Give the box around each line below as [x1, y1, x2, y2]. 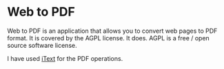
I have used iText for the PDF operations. [7, 54, 123, 62]
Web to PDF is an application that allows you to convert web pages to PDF [7, 27, 218, 35]
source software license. [7, 41, 77, 49]
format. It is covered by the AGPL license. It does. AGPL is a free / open [7, 33, 210, 42]
